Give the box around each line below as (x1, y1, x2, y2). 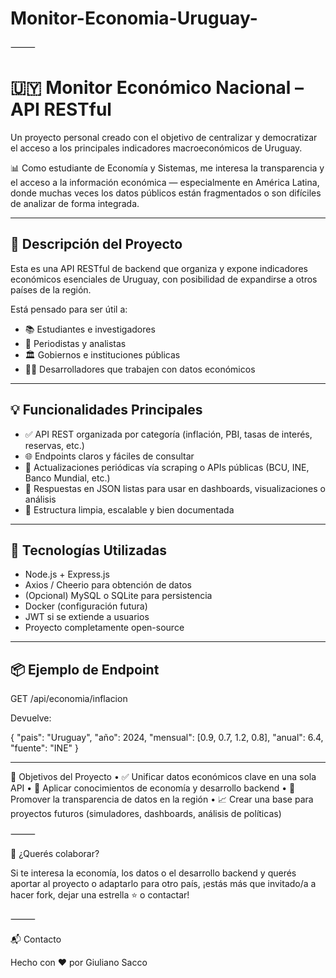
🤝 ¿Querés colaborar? (10, 848, 100, 860)
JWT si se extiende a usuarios (24, 611, 150, 623)
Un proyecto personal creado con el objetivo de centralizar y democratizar (10, 131, 318, 143)
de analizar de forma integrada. (10, 197, 140, 209)
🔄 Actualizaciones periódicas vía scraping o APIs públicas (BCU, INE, (24, 461, 310, 473)
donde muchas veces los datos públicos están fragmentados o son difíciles (10, 187, 322, 199)
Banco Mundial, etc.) (24, 472, 111, 484)
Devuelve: (10, 712, 52, 724)
